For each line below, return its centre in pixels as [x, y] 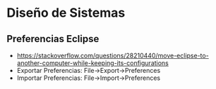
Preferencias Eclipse [53, 39]
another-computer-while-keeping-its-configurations [92, 63]
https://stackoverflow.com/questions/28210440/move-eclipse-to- [113, 55]
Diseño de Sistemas [66, 13]
